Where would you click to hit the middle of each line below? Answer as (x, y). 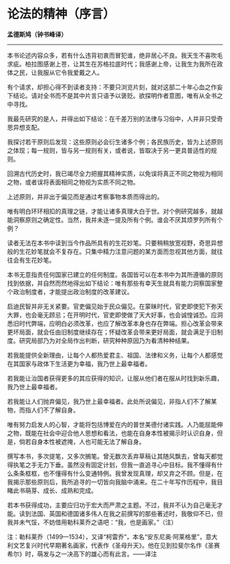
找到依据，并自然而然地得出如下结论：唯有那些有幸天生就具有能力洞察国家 (112, 283)
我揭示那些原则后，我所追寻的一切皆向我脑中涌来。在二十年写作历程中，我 (112, 482)
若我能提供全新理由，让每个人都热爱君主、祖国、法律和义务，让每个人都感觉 (115, 355)
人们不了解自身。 (55, 410)
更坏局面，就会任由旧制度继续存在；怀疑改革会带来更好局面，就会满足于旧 (112, 332)
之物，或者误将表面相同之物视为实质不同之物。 (73, 182)
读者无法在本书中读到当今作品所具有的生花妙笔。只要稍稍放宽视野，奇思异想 (115, 243)
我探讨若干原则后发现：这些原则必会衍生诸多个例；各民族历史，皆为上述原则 (115, 142)
